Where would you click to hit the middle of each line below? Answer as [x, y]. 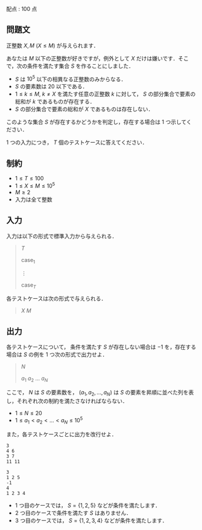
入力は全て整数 [33, 199]
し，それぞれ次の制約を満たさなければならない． [67, 401]
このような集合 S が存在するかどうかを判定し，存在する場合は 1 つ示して [96, 122]
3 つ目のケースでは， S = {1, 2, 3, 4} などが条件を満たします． [91, 521]
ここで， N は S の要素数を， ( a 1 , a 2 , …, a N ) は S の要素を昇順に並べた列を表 [100, 393]
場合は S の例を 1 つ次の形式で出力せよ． [57, 355]
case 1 [28, 260]
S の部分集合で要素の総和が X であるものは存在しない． [84, 109]
